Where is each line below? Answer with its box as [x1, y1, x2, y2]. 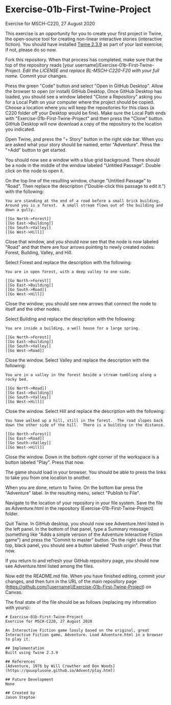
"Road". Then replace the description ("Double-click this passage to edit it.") [5, 183, 166, 189]
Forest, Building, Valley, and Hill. [5, 249, 73, 255]
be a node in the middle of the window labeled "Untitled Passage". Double [5, 162, 161, 168]
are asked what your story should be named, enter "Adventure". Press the [5, 142, 160, 148]
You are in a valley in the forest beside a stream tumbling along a [5, 372, 157, 378]
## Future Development [5, 677, 54, 682]
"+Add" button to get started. [5, 147, 67, 153]
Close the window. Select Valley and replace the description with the [5, 357, 150, 363]
